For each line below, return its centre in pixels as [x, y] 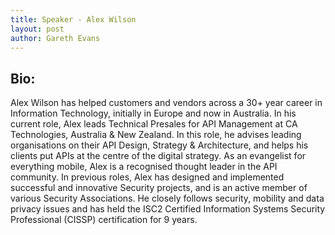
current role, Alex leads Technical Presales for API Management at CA [154, 124]
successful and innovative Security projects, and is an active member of [159, 188]
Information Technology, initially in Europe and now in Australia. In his [153, 113]
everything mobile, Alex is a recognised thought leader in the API [144, 167]
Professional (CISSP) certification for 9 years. [104, 220]
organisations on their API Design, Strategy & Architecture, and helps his [159, 145]
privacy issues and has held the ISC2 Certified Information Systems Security [168, 209]
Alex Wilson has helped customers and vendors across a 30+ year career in [166, 103]
